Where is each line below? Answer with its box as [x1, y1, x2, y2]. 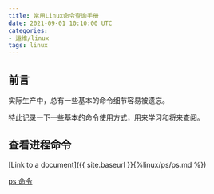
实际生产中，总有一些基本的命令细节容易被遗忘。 [8, 95, 169, 105]
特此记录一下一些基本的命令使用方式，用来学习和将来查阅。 [8, 113, 204, 122]
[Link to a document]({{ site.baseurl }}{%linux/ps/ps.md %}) [8, 160, 207, 169]
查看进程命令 [8, 138, 72, 152]
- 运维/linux [8, 34, 50, 42]
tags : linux [8, 42, 48, 49]
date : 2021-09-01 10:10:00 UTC [8, 19, 113, 27]
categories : [8, 26, 48, 34]
